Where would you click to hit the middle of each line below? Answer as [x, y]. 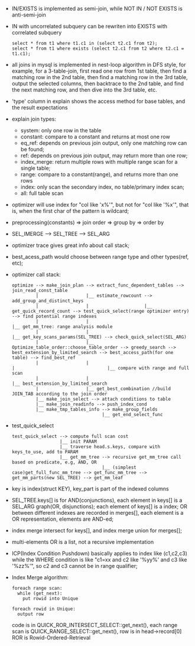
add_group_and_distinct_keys [48, 301]
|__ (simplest [119, 468]
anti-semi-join [29, 15]
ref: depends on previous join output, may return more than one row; [104, 155]
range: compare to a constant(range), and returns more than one [99, 174]
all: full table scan [42, 193]
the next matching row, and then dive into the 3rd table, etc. [84, 90]
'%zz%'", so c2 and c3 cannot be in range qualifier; [74, 566]
